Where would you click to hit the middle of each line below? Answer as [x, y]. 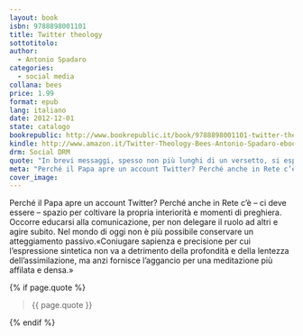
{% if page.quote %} [48, 288]
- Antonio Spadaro [52, 60]
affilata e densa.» [41, 270]
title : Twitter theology [56, 34]
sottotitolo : [34, 43]
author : [24, 51]
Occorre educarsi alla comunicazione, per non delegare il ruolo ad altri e [144, 222]
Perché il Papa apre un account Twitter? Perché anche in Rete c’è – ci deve [148, 203]
